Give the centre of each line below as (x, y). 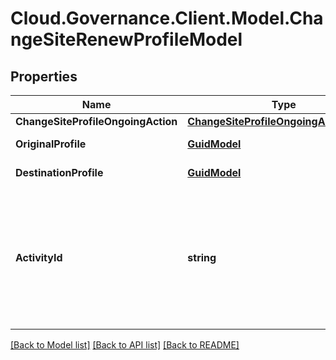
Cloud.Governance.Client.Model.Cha (167, 18)
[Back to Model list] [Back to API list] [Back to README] (125, 345)
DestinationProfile (59, 172)
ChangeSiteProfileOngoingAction (96, 121)
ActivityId (39, 257)
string (202, 257)
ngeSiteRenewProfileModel (126, 39)
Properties (44, 76)
